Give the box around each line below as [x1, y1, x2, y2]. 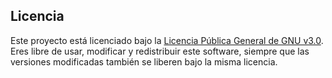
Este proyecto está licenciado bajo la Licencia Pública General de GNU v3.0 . [10, 34, 324, 46]
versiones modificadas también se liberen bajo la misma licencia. [10, 55, 278, 68]
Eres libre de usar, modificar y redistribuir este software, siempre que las [10, 45, 310, 57]
